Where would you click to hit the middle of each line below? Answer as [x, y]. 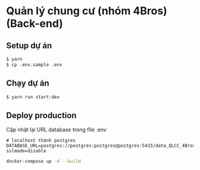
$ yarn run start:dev [33, 97]
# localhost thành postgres [41, 141]
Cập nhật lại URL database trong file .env [57, 130]
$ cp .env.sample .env [34, 64]
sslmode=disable [26, 151]
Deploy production [41, 115]
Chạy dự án [28, 84]
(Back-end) [35, 23]
